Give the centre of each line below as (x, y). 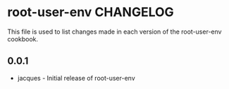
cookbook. (23, 39)
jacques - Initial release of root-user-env (76, 78)
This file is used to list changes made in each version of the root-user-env (114, 32)
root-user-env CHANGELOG (91, 12)
